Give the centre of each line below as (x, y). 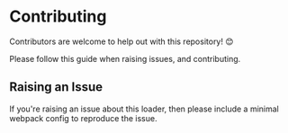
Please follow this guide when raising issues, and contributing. (125, 58)
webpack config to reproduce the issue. (83, 118)
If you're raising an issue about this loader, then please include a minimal (144, 109)
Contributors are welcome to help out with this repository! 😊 (121, 41)
